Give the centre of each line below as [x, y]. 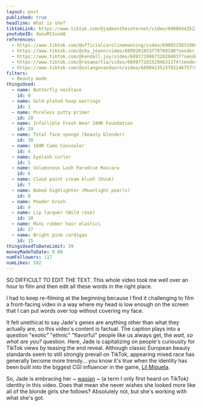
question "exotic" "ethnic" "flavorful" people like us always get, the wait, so [100, 335]
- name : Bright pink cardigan [49, 235]
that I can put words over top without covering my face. [75, 311]
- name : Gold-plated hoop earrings [56, 101]
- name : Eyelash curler [41, 157]
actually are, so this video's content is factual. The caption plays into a [93, 329]
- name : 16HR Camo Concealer [48, 146]
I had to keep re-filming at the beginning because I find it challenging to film [100, 298]
